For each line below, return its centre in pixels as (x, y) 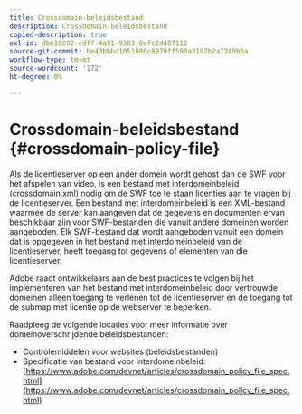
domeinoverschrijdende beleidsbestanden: (89, 334)
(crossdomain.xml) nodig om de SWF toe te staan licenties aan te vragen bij (150, 193)
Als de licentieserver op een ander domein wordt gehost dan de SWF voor (148, 174)
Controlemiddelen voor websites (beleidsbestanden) (120, 351)
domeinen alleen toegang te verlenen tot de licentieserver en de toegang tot (151, 297)
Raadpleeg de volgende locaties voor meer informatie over (119, 324)
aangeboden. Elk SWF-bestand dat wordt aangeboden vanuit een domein (146, 231)
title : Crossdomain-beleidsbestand (76, 18)
